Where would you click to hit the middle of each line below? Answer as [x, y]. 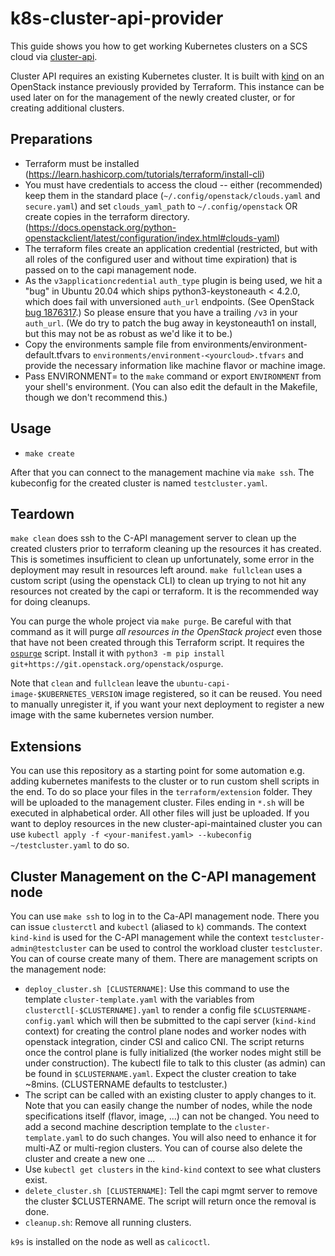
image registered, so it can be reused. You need [223, 694]
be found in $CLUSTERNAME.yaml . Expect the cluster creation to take [160, 1073]
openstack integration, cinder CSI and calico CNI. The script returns [164, 1041]
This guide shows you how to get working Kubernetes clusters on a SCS [159, 46]
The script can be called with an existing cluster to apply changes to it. [170, 1095]
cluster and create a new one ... [90, 1158]
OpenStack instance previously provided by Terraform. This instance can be [167, 86]
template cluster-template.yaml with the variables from [139, 999]
